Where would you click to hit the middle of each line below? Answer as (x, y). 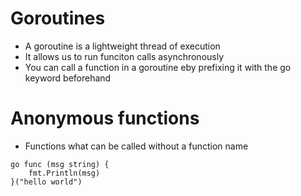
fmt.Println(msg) (64, 173)
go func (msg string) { (60, 164)
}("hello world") (46, 182)
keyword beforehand (68, 78)
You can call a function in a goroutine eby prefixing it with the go (158, 67)
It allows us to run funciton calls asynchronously (124, 56)
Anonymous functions (105, 118)
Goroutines (58, 18)
